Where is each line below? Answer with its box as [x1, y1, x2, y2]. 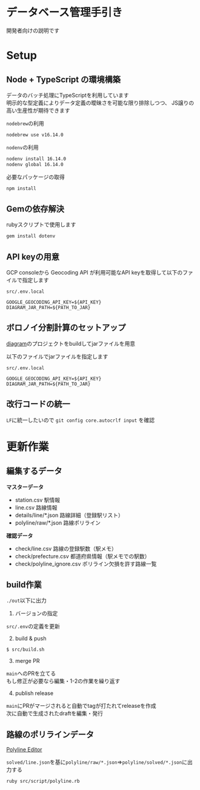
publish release [15, 690, 53, 697]
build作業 [6, 579, 42, 590]
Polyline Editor [6, 746, 42, 753]
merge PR [15, 657, 40, 665]
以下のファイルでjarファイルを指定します [6, 352, 108, 360]
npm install [6, 185, 36, 192]
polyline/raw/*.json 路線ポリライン [15, 519, 101, 526]
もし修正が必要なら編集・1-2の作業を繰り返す [6, 677, 121, 685]
